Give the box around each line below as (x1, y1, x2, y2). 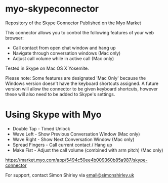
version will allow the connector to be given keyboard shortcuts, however (5, 85, 158, 91)
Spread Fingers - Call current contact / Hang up (12, 142, 112, 148)
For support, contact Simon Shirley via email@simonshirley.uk (5, 172, 135, 178)
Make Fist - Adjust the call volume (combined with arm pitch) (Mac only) (12, 147, 163, 153)
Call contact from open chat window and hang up (12, 44, 116, 51)
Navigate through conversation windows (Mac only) (12, 50, 121, 56)
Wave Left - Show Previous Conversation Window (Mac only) (12, 131, 140, 137)
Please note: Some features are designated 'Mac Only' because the (5, 75, 146, 81)
